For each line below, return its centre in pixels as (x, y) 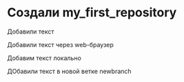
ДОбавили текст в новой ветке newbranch (70, 71)
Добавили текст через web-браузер (60, 44)
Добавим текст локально (44, 58)
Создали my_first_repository (92, 13)
